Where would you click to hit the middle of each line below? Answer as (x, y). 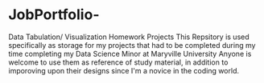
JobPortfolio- (54, 15)
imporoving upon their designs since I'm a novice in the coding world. (124, 70)
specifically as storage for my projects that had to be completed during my (132, 45)
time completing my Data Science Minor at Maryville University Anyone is (130, 53)
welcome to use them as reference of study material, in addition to (118, 62)
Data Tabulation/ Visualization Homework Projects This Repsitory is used (129, 37)
